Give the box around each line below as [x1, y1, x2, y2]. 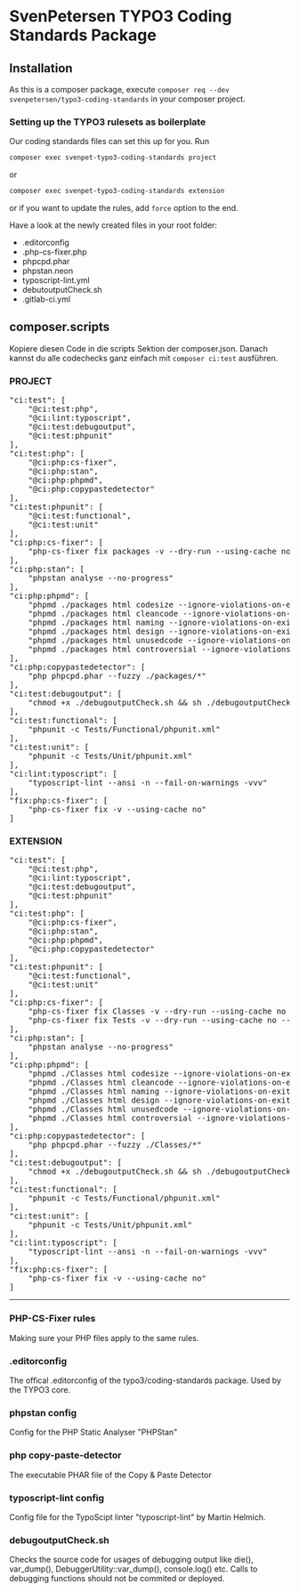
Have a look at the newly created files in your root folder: [9, 220, 218, 230]
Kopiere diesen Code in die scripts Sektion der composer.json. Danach [9, 343, 269, 353]
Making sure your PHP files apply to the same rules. [9, 1332, 199, 1343]
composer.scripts [9, 319, 110, 335]
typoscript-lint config [9, 1491, 105, 1504]
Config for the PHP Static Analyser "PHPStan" [9, 1426, 178, 1438]
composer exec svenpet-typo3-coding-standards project [9, 153, 217, 162]
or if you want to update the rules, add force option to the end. [9, 203, 238, 214]
